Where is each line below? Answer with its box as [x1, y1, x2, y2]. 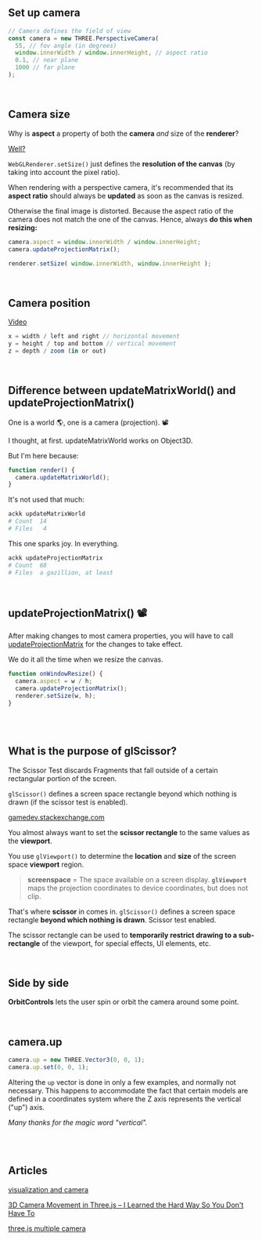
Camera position [8, 296, 91, 309]
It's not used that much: [8, 495, 84, 505]
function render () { [8, 466, 76, 474]
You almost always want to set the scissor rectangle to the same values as [8, 827, 250, 837]
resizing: [8, 223, 38, 232]
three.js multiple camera [8, 1224, 86, 1233]
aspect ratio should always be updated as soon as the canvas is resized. [8, 191, 244, 200]
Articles [8, 1164, 48, 1177]
